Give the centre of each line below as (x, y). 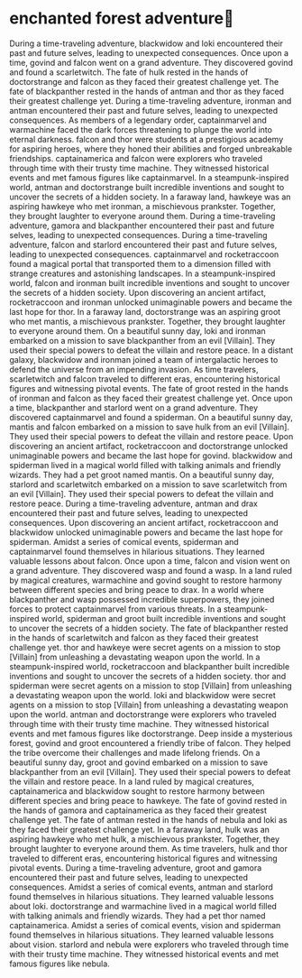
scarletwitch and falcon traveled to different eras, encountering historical (145, 379)
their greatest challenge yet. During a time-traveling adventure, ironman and (151, 101)
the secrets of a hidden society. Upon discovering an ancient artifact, (138, 292)
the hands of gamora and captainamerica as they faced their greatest (138, 810)
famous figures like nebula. (59, 964)
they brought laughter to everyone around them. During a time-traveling (142, 216)
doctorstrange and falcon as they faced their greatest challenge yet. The (144, 81)
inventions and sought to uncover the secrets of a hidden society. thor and (148, 676)
